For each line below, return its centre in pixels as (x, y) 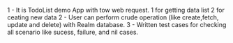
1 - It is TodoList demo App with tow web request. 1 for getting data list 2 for (116, 10)
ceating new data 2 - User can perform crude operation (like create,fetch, (113, 17)
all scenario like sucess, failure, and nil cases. (73, 32)
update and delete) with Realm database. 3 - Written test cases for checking (117, 25)
